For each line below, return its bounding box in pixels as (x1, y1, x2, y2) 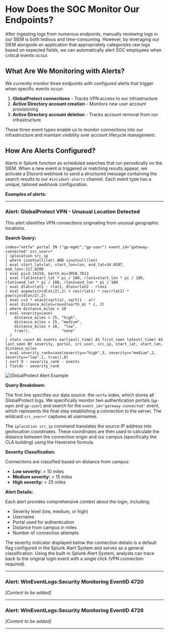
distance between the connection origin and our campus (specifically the (5, 434, 157, 440)
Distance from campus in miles (12, 524, 77, 530)
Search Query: (5, 235, 37, 241)
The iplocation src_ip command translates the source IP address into (5, 423, 152, 429)
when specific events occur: (5, 86, 64, 92)
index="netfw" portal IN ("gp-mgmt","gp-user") (5, 244, 107, 250)
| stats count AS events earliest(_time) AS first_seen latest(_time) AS (5, 337, 163, 342)
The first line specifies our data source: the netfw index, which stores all (5, 392, 154, 398)
